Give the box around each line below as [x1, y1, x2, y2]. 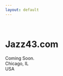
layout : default [5, 7, 39, 12]
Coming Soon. [5, 55, 35, 61]
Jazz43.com [5, 38, 58, 50]
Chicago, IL [5, 60, 29, 66]
